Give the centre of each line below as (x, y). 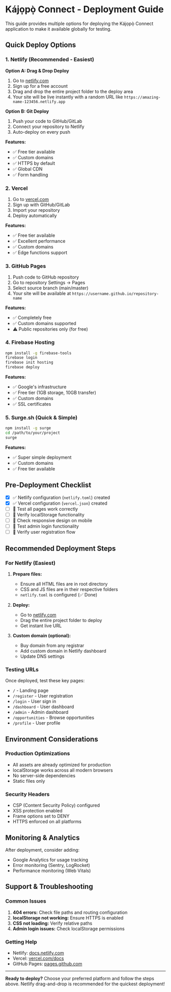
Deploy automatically (35, 215)
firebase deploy (22, 367)
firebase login (21, 358)
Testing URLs (22, 669)
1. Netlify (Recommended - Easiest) (50, 60)
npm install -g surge (28, 428)
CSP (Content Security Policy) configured (56, 805)
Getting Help (21, 941)
